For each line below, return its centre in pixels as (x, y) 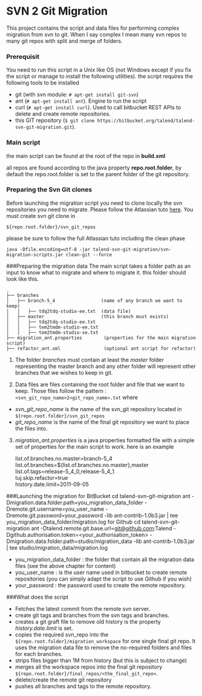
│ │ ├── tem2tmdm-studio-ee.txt (52, 327)
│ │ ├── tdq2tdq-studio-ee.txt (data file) (69, 311)
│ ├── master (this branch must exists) (88, 316)
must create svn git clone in (41, 216)
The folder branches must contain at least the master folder (90, 360)
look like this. (23, 279)
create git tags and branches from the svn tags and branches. (92, 615)
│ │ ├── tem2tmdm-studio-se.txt (52, 332)
